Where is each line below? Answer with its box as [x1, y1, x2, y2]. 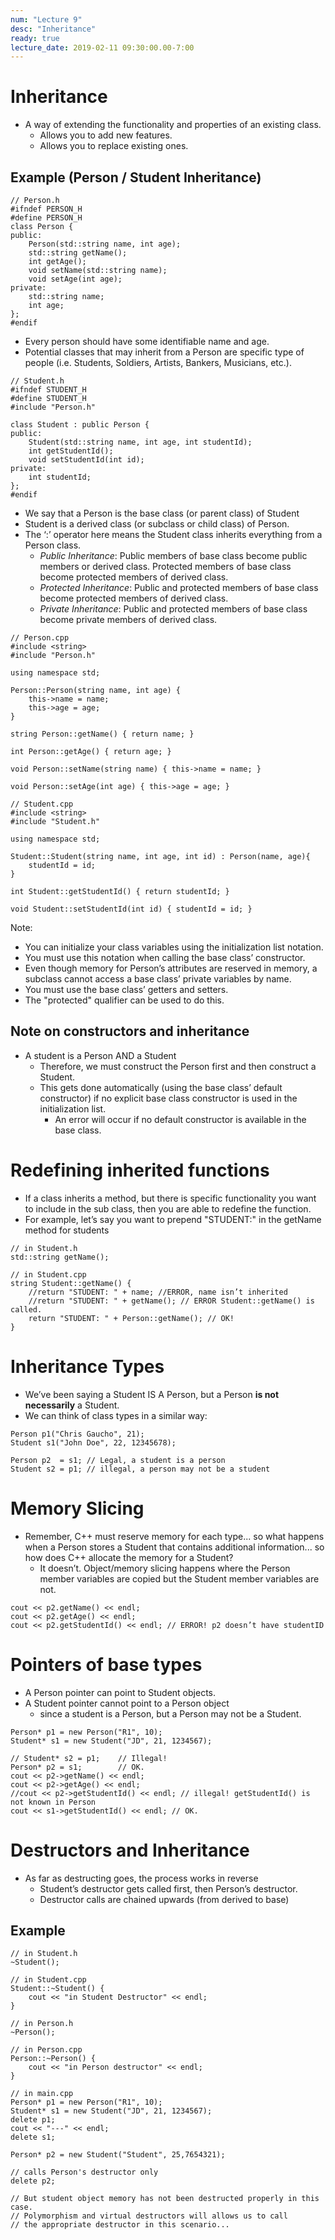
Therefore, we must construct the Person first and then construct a [39, 1060, 317, 1072]
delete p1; [10, 2115, 56, 2125]
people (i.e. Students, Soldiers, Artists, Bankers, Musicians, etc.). [24, 357, 292, 368]
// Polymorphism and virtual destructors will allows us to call [10, 2211, 288, 2221]
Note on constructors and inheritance [10, 1023, 250, 1040]
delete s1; [10, 2132, 56, 2143]
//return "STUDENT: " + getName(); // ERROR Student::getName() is [28, 1296, 315, 1306]
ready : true [10, 33, 60, 43]
